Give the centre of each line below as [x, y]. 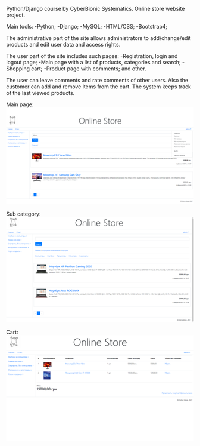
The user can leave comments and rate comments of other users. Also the [97, 80]
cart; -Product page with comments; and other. [89, 69]
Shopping [18, 69]
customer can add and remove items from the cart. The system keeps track [99, 87]
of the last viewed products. [40, 93]
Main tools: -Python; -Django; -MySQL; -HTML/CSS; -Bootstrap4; [87, 27]
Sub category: [24, 214]
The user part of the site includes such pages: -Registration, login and [92, 56]
